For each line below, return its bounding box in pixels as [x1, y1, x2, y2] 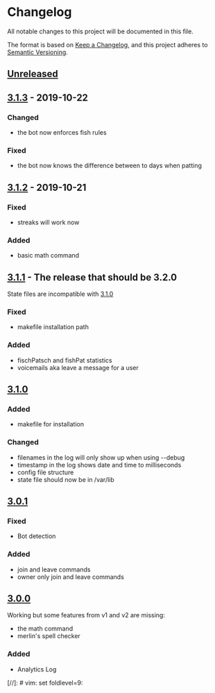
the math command [17, 624, 74, 633]
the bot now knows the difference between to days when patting [17, 161, 203, 170]
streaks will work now [17, 218, 80, 226]
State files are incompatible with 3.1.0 [7, 290, 114, 299]
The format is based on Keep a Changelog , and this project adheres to [7, 40, 208, 49]
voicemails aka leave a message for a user [17, 363, 139, 371]
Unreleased [7, 68, 59, 80]
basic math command [17, 251, 80, 260]
